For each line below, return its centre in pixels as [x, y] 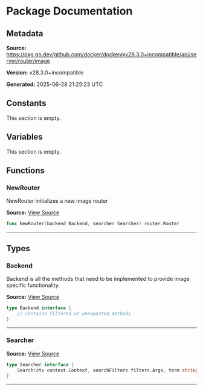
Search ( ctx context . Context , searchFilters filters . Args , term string [108, 370]
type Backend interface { [39, 308]
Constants [26, 103]
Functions [26, 171]
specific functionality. [33, 285]
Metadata [25, 34]
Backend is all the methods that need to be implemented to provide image [98, 278]
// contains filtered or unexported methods [74, 314]
